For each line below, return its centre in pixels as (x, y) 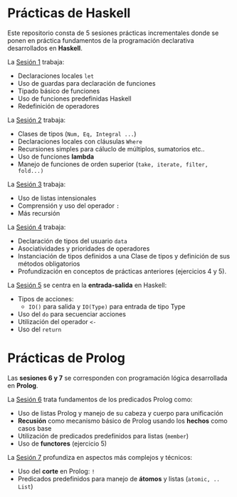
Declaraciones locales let (56, 76)
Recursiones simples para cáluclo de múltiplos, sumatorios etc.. (111, 149)
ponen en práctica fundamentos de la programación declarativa (101, 40)
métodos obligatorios (49, 263)
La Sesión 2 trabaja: (37, 120)
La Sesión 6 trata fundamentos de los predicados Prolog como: (100, 399)
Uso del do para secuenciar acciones (72, 314)
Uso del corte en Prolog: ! (56, 471)
